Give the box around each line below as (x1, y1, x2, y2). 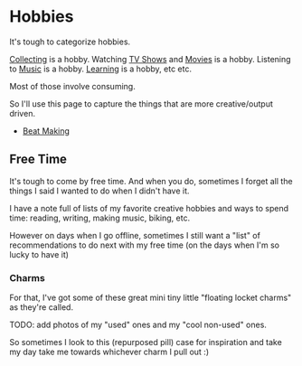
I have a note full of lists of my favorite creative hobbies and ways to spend (9, 202, 289, 213)
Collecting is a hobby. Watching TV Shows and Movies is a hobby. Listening (9, 53, 291, 64)
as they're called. (9, 302, 74, 313)
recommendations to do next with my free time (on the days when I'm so (9, 239, 280, 250)
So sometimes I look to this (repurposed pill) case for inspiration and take (9, 337, 282, 348)
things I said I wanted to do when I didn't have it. (9, 185, 190, 196)
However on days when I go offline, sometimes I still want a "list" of (9, 230, 260, 240)
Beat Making (22, 125, 71, 136)
